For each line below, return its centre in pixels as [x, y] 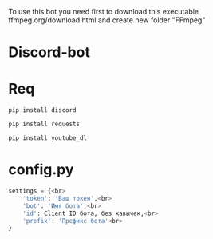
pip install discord [43, 110]
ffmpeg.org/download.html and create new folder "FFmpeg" [107, 20]
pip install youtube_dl [48, 138]
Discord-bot [49, 52]
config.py [41, 170]
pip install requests [44, 124]
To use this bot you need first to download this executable [104, 12]
